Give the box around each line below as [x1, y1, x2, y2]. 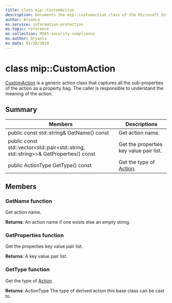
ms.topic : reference [5, 27, 50, 32]
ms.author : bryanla [5, 36, 47, 41]
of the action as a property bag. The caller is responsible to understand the [5, 85, 164, 91]
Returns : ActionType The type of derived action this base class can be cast [5, 287, 165, 294]
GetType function [5, 266, 50, 273]
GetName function [5, 197, 52, 204]
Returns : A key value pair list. [5, 253, 68, 260]
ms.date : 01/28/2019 [5, 41, 50, 46]
